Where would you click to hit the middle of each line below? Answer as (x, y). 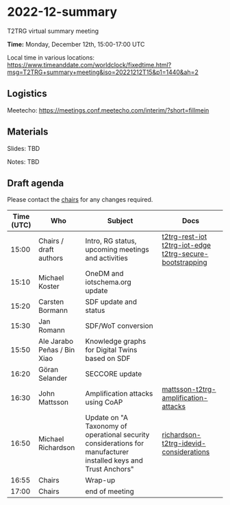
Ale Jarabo (56, 342)
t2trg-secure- (185, 254)
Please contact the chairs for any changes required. (80, 200)
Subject (120, 221)
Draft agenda (36, 183)
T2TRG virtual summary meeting (53, 31)
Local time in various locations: (51, 57)
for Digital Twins (111, 350)
